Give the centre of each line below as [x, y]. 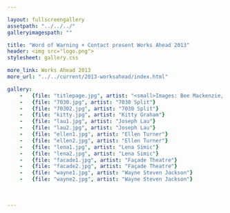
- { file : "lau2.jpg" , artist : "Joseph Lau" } [88, 128]
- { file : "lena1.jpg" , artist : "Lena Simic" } [89, 147]
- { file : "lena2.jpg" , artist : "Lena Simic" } [89, 154]
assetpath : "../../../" [41, 26]
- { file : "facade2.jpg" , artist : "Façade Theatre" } [98, 167]
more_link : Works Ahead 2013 [49, 71]
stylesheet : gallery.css [43, 58]
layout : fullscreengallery [46, 19]
